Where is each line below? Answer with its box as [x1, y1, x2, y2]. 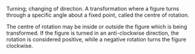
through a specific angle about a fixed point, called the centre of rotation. [6, 11, 190, 19]
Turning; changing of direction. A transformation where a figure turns [6, 5, 179, 12]
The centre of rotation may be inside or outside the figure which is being [6, 23, 187, 30]
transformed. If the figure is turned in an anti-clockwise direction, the [6, 29, 179, 37]
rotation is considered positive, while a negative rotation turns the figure [6, 36, 186, 43]
